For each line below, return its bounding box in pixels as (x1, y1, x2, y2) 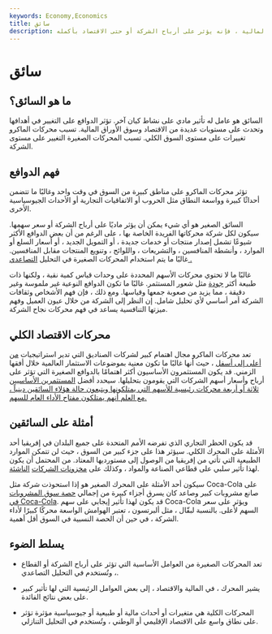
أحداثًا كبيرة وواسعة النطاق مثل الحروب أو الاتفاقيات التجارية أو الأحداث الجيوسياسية (9, 196, 260, 205)
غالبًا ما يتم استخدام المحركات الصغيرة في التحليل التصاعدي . (9, 254, 192, 264)
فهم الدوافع (9, 165, 60, 179)
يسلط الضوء (9, 537, 64, 551)
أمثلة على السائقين (9, 416, 93, 430)
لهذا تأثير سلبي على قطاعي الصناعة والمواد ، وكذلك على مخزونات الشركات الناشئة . (9, 464, 260, 473)
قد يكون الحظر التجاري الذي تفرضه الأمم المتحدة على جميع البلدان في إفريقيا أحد (9, 438, 253, 447)
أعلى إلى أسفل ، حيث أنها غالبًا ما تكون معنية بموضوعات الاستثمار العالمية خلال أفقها (9, 358, 262, 368)
